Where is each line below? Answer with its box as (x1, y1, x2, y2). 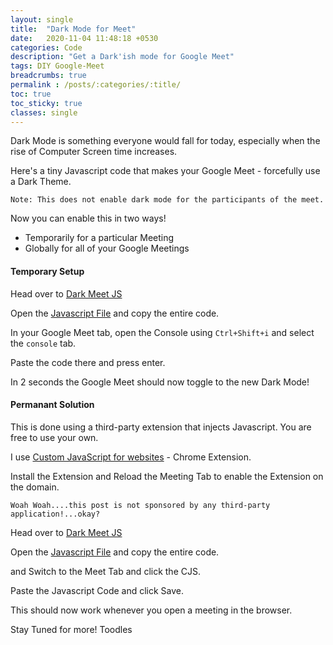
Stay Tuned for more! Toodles (10, 623, 133, 635)
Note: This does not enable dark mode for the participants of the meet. (10, 195, 325, 205)
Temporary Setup (10, 265, 85, 277)
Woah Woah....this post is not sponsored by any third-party (10, 500, 271, 510)
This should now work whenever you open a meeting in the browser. (10, 604, 293, 616)
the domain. (10, 481, 60, 493)
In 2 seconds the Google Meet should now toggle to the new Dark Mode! (10, 376, 310, 388)
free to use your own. (10, 431, 99, 443)
